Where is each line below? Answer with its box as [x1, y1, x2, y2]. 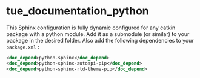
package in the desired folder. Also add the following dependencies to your [6, 37, 194, 44]
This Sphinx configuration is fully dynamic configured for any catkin [6, 24, 176, 31]
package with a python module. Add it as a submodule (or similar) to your [6, 30, 190, 37]
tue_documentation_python [6, 4, 150, 18]
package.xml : [6, 43, 39, 50]
